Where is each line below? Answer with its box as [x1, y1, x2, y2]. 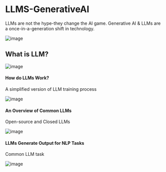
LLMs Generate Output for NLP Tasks [5, 140, 85, 146]
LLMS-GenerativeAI [5, 4, 90, 15]
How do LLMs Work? [5, 75, 49, 81]
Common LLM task [5, 151, 44, 157]
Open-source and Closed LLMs [5, 119, 70, 125]
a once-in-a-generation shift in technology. [5, 25, 95, 31]
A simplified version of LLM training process [5, 86, 97, 92]
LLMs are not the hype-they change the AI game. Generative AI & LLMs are [5, 20, 161, 26]
